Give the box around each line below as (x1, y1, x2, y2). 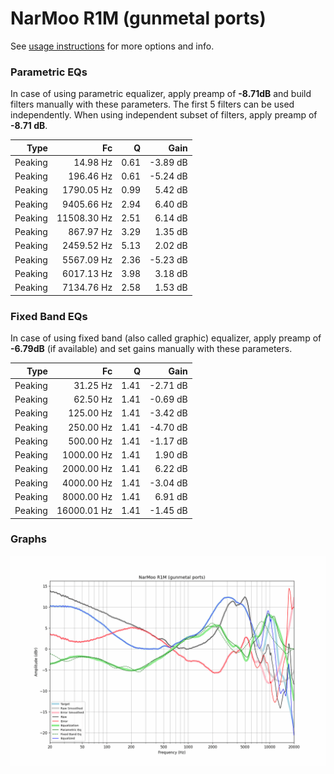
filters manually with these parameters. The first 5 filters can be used (10, 98, 295, 111)
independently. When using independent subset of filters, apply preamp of (10, 109, 318, 121)
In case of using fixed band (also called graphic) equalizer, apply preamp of (10, 332, 322, 344)
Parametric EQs (10, 65, 88, 79)
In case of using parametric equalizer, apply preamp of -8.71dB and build (10, 88, 312, 100)
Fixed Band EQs (10, 309, 88, 323)
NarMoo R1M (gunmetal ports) (10, 7, 267, 30)
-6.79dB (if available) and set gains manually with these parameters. (10, 343, 293, 355)
